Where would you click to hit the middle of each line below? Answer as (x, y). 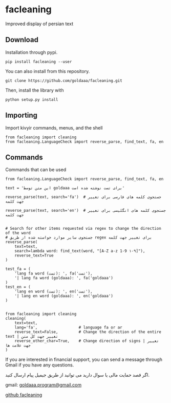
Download (22, 40)
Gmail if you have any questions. (40, 365)
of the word (18, 233)
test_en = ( (18, 287)
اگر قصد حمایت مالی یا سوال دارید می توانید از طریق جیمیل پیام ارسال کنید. (78, 375)
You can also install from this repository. (48, 71)
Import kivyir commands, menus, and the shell (54, 127)
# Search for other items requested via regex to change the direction (83, 229)
